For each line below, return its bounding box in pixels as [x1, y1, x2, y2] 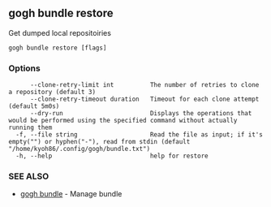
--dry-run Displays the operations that [29, 110, 252, 118]
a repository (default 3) [8, 88, 96, 97]
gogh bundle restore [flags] [8, 44, 107, 52]
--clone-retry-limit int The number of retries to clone [29, 81, 260, 89]
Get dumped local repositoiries [8, 28, 112, 37]
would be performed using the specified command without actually [8, 117, 238, 125]
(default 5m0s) [8, 102, 60, 110]
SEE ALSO [8, 170, 49, 182]
